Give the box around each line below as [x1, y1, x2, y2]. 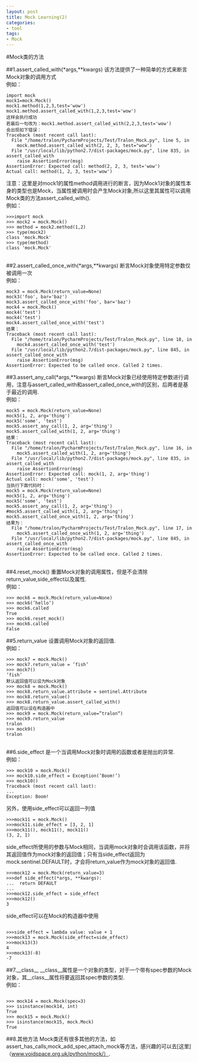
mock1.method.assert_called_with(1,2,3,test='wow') [6, 108, 136, 114]
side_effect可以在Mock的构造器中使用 [6, 912, 99, 919]
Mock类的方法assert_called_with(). [6, 195, 91, 202]
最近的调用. [11, 389, 40, 395]
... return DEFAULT [6, 880, 58, 886]
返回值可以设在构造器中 [6, 705, 55, 711]
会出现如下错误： [6, 127, 42, 133]
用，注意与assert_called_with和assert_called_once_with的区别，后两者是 [6, 381, 183, 388]
